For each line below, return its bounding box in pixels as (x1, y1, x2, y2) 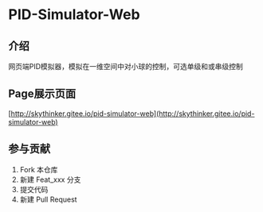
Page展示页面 (8, 87, 77, 101)
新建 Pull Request (19, 195, 77, 204)
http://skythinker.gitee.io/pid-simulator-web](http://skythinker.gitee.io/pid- (10, 109, 255, 118)
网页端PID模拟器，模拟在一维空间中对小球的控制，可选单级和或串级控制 (8, 62, 243, 71)
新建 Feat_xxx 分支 (19, 175, 81, 184)
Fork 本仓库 (19, 164, 58, 174)
